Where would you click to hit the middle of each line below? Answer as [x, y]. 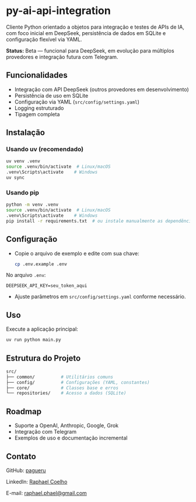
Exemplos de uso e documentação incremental [71, 438]
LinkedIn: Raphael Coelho [37, 482]
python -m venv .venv [32, 205]
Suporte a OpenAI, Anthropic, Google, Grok [66, 425]
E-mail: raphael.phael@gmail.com [47, 493]
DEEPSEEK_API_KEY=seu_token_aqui [47, 286]
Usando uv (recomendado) [45, 149]
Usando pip [23, 192]
